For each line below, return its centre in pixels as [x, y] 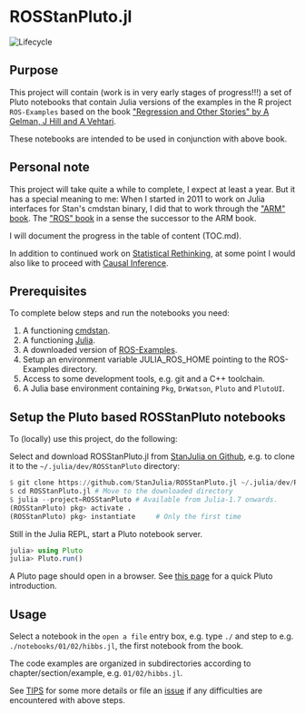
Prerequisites [48, 291]
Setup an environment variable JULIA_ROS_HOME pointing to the [144, 359]
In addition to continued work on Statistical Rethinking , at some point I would [152, 253]
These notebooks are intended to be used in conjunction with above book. [148, 139]
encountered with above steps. [67, 700]
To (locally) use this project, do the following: [94, 439]
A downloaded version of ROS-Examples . [100, 350]
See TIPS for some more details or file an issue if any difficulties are [136, 690]
